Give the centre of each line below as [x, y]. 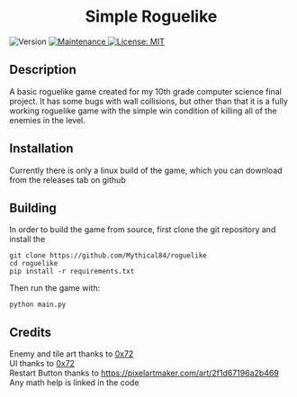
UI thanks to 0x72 [42, 364]
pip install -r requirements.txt [72, 272]
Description [43, 70]
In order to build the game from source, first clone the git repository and [143, 230]
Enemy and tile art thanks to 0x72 [72, 354]
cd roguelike [34, 264]
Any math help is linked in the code [74, 383]
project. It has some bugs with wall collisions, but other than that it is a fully [148, 101]
